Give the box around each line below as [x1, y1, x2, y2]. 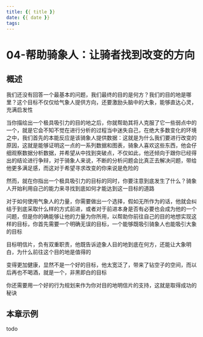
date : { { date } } [6, 15, 50, 21]
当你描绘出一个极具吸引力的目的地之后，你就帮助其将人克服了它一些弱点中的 [6, 119, 197, 126]
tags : [6, 20, 20, 26]
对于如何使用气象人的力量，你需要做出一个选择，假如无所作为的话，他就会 [6, 198, 192, 205]
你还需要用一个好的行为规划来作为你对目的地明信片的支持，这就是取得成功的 [6, 282, 197, 289]
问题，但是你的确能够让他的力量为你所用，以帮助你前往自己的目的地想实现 [6, 213, 192, 220]
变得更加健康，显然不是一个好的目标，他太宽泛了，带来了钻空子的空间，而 [6, 261, 192, 269]
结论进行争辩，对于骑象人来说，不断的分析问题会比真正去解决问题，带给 [16, 157, 197, 164]
